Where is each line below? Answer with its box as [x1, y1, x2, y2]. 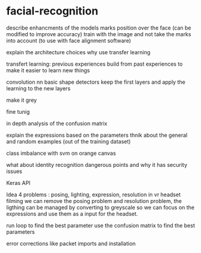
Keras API [6, 179, 31, 186]
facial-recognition [6, 4, 99, 18]
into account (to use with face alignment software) [6, 37, 131, 44]
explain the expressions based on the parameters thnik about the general [6, 131, 188, 139]
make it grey [6, 96, 37, 104]
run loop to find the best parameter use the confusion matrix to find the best [6, 222, 196, 229]
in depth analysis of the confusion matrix [6, 119, 108, 127]
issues [6, 167, 22, 175]
